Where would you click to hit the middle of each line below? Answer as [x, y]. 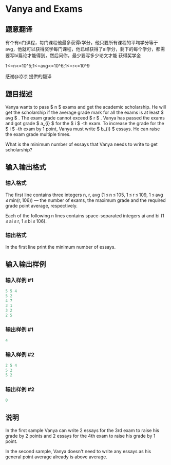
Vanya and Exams [44, 9]
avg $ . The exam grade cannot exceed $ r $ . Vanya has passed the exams [85, 118]
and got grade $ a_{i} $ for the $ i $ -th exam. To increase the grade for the [85, 123]
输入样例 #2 [20, 354]
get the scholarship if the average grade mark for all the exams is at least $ [85, 112]
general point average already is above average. [56, 457]
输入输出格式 [26, 167]
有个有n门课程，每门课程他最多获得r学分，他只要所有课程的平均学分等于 [82, 42]
